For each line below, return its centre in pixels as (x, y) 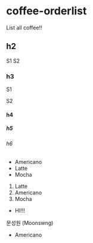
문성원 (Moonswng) (30, 223)
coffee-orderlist (46, 11)
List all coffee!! (24, 28)
